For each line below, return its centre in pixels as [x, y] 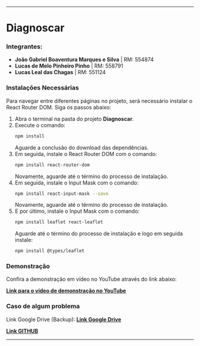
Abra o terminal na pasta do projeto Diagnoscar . [74, 119]
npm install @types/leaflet [49, 251]
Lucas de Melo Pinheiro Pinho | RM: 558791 [69, 66]
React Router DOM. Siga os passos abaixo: [59, 107]
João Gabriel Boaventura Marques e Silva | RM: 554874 [84, 60]
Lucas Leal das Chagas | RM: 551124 [60, 72]
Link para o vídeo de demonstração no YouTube [66, 291]
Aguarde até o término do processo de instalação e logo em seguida [99, 234]
